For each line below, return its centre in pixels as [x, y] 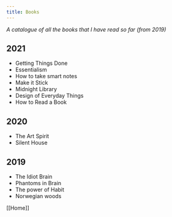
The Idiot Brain [34, 177]
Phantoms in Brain [38, 183]
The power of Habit [39, 189]
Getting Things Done [41, 63]
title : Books [23, 12]
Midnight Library [36, 89]
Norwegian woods [38, 196]
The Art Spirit [32, 136]
